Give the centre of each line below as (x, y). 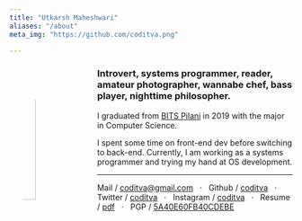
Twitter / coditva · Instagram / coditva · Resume (194, 197)
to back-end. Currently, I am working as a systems (191, 152)
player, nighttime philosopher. (164, 96)
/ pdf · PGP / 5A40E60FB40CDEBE (166, 207)
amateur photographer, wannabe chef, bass (195, 84)
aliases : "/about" (44, 26)
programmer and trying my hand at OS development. (195, 162)
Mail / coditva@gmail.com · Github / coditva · (187, 187)
